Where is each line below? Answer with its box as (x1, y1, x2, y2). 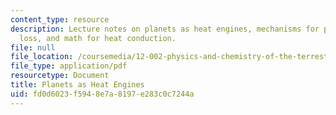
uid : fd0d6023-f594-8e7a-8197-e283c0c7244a (10, 89, 195, 99)
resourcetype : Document (10, 71, 110, 81)
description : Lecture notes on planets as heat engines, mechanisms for (10, 24, 320, 34)
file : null (10, 42, 56, 53)
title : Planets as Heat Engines (10, 80, 145, 90)
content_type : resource (10, 14, 110, 25)
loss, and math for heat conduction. (19, 33, 177, 43)
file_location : (10, 52, 74, 62)
